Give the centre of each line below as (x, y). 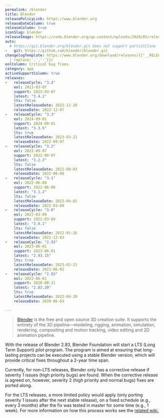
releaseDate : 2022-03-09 (39, 206)
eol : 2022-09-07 (31, 151)
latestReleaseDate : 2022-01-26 (46, 233)
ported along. (19, 385)
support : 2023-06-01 (35, 251)
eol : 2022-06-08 (31, 183)
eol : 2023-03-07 (31, 87)
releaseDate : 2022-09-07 (39, 142)
